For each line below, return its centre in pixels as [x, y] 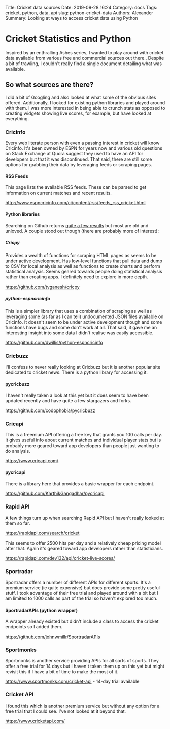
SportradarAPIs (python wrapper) [41, 610]
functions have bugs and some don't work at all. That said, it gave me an [81, 328]
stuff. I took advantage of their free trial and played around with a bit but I [82, 593]
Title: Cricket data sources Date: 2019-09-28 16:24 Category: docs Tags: [81, 7]
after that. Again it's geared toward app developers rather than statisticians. [84, 548]
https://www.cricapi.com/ [32, 461]
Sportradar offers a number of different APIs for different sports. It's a [78, 582]
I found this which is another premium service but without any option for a [82, 706]
